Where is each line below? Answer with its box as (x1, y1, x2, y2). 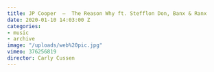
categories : (7, 23, 41, 29)
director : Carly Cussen (7, 55, 75, 62)
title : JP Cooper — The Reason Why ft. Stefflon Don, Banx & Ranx (7, 10, 207, 17)
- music (7, 29, 29, 36)
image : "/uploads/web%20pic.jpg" (7, 42, 103, 49)
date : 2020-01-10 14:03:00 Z (7, 16, 91, 23)
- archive (7, 36, 36, 43)
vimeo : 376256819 (7, 49, 57, 56)
